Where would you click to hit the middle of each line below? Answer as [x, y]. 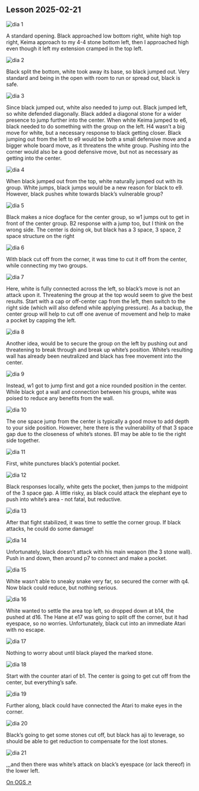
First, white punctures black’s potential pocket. [63, 463]
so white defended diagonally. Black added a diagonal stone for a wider [94, 113]
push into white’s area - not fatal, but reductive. [64, 499]
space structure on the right [40, 236]
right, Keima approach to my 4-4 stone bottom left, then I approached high [97, 42]
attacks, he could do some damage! [50, 529]
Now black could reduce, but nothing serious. [62, 588]
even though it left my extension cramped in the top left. [75, 48]
